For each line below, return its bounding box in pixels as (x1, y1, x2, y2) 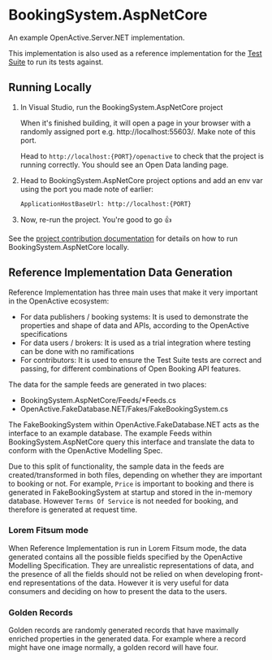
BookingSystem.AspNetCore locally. (8, 242, 130, 251)
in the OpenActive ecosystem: (8, 295, 110, 306)
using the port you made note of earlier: (19, 184, 154, 194)
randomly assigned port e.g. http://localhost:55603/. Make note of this (19, 126, 256, 136)
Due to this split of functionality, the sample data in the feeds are (8, 461, 225, 471)
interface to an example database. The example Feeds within (8, 428, 213, 438)
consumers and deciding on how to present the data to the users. (8, 586, 227, 596)
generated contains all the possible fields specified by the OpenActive (8, 552, 244, 562)
